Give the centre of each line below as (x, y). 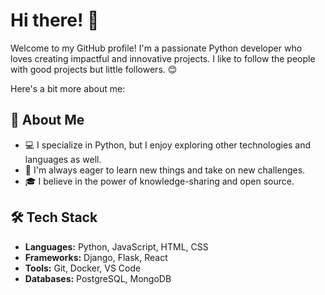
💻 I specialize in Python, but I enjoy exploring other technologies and (168, 145)
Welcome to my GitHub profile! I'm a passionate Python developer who (156, 48)
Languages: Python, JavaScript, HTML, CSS (116, 246)
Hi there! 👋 (55, 20)
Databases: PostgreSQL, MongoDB (98, 278)
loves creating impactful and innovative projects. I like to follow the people (163, 58)
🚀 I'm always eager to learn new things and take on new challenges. (165, 170)
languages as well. (63, 159)
